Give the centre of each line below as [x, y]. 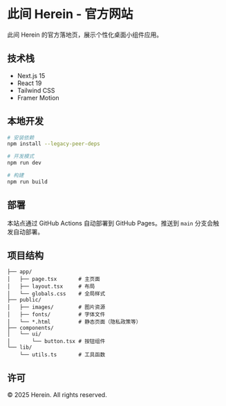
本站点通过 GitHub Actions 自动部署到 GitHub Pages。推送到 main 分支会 [110, 223]
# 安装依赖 [21, 138]
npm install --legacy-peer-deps [54, 144]
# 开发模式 [21, 156]
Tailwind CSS [36, 90]
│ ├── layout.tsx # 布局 [51, 287]
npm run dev [24, 163]
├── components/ [30, 328]
